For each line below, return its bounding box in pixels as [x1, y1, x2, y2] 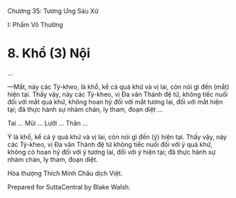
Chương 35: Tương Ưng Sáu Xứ [7, 7, 99, 15]
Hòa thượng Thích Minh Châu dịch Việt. [7, 169, 123, 177]
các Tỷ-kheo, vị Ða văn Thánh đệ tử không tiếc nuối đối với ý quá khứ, [7, 140, 213, 148]
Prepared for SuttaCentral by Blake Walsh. [7, 182, 131, 191]
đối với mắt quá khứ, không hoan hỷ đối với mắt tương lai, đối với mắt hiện [7, 97, 223, 106]
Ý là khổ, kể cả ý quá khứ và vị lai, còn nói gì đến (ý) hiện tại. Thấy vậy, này [7, 132, 227, 141]
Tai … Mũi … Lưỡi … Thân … [7, 119, 88, 127]
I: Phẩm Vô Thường [7, 21, 64, 28]
